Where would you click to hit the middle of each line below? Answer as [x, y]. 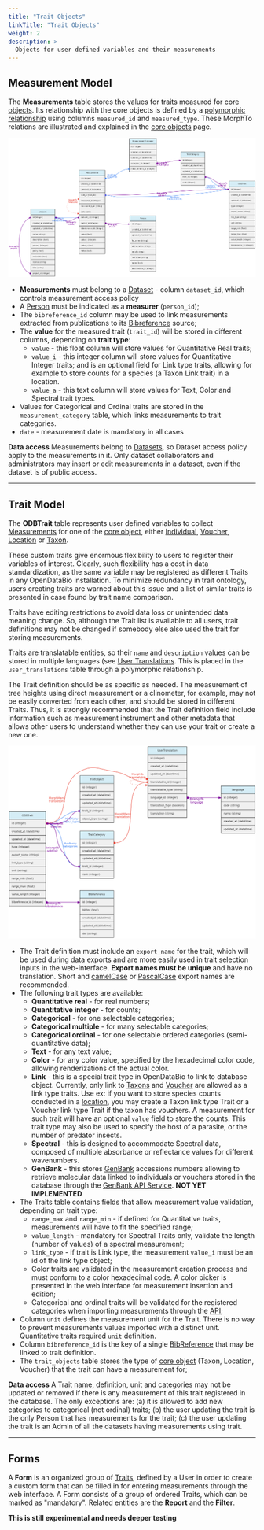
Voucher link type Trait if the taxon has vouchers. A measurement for [143, 1111]
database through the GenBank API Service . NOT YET [119, 1185]
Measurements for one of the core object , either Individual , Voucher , [119, 532]
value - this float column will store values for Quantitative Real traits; [142, 348]
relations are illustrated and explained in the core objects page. [110, 127]
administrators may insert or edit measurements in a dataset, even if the [125, 464]
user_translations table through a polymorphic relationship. [106, 670]
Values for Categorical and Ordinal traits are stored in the [112, 407]
